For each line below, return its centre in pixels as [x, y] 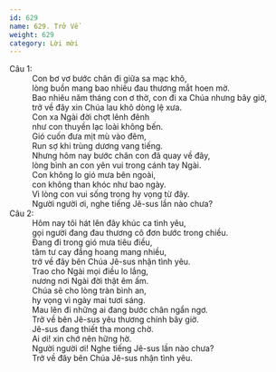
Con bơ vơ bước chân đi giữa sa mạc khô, [109, 79]
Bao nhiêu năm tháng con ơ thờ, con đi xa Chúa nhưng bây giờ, [150, 98]
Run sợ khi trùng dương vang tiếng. [97, 146]
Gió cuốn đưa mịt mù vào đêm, [89, 136]
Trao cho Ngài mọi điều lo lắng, [90, 271]
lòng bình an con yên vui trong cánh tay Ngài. [117, 165]
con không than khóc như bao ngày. [99, 185]
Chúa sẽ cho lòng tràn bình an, [89, 290]
